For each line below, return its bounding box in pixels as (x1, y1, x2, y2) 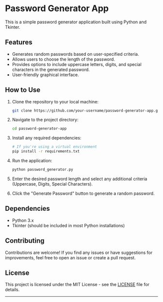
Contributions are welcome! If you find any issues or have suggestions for (5, 250, 153, 255)
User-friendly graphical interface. (12, 71, 79, 78)
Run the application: (12, 158, 52, 164)
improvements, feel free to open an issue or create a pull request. (5, 254, 136, 260)
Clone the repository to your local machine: (12, 99, 98, 104)
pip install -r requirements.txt (12, 149, 80, 154)
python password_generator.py (12, 167, 74, 172)
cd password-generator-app (12, 126, 67, 131)
